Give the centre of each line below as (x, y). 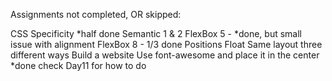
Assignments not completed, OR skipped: (96, 14)
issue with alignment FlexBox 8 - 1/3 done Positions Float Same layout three (166, 44)
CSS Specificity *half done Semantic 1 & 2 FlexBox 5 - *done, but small (156, 33)
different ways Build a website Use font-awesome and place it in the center (165, 55)
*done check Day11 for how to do (78, 65)
